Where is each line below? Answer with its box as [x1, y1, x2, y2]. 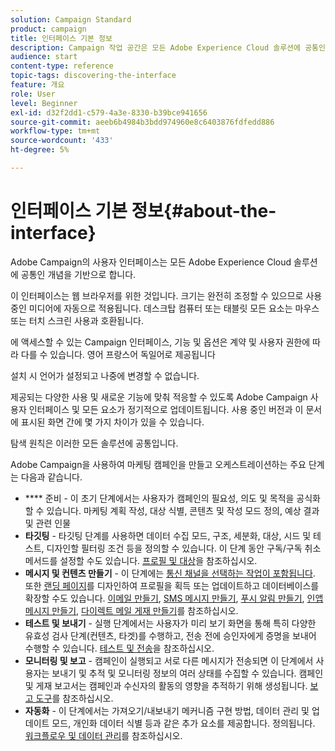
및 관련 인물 [24, 517, 72, 529]
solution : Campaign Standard [10, 14, 132, 25]
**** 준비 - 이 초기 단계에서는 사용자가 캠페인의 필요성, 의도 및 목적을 [24, 492, 295, 504]
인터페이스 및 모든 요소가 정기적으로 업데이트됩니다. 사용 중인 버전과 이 [28, 403, 304, 415]
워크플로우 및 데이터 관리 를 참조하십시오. [24, 729, 183, 741]
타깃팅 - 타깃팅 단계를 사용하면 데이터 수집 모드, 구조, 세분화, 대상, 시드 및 [24, 529, 312, 541]
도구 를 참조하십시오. [35, 692, 114, 704]
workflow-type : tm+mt [10, 126, 101, 136]
